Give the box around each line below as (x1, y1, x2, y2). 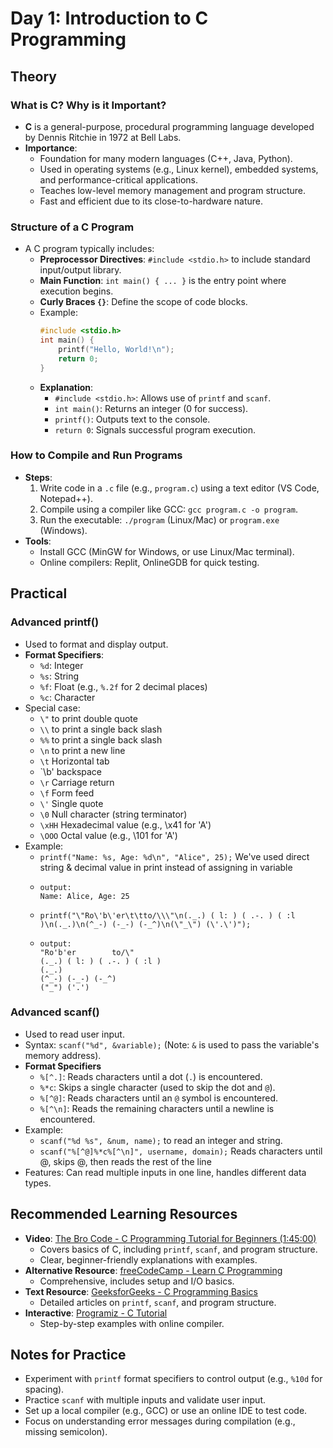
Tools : (24, 535, 52, 547)
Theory (10, 68, 58, 85)
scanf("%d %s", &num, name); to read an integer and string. (39, 1134, 283, 1146)
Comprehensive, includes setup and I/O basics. (39, 1275, 235, 1287)
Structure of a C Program (10, 220, 135, 234)
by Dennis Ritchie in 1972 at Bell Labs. (24, 131, 182, 143)
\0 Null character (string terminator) (39, 808, 188, 820)
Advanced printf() (10, 615, 100, 629)
